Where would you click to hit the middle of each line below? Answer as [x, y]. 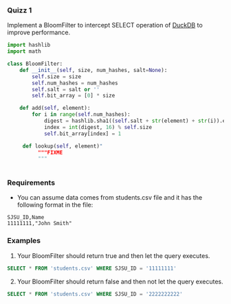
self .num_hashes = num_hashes [75, 83]
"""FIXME [50, 152]
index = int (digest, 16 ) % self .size [98, 127]
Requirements [31, 183]
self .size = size [56, 77]
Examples [24, 241]
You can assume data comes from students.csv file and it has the [110, 198]
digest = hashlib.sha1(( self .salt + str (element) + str [125, 121]
